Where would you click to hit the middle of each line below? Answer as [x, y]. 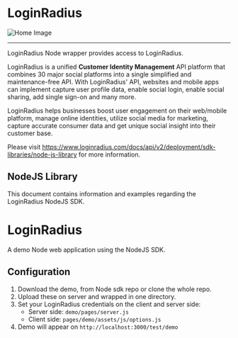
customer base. [30, 133]
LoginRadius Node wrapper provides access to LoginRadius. [96, 53]
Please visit [24, 147]
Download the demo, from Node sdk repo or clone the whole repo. [115, 289]
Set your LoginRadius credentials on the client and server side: [109, 304]
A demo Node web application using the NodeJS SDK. [86, 249]
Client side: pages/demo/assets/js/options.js [95, 319]
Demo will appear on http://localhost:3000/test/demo [98, 327]
